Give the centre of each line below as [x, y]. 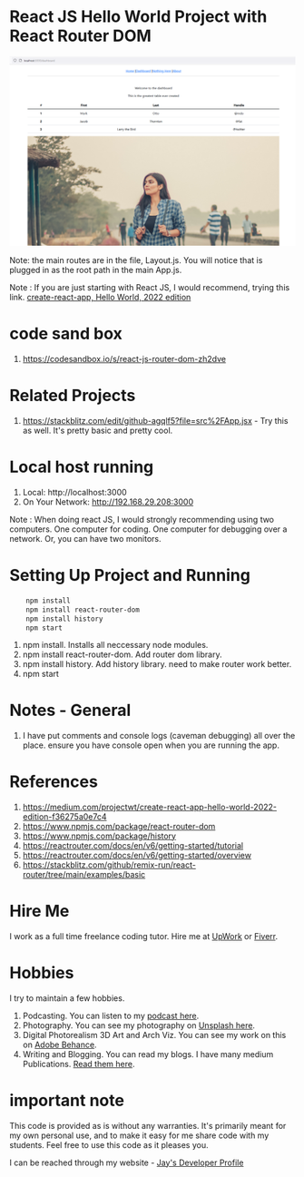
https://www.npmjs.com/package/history [99, 836]
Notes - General [70, 711]
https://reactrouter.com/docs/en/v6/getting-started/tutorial [132, 845]
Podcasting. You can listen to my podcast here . [111, 1015]
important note [67, 1100]
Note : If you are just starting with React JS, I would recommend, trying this [150, 288]
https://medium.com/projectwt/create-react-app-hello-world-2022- [149, 807]
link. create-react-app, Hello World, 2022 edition [100, 298]
